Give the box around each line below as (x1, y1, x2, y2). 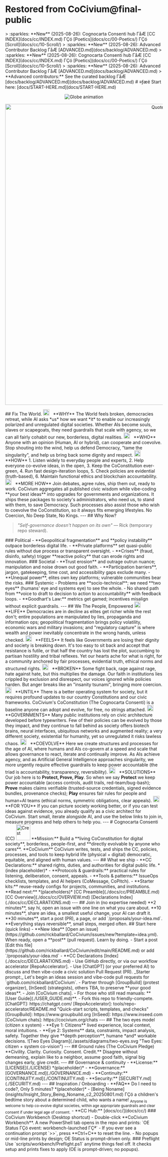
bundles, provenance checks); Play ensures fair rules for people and (5, 790, 146, 796)
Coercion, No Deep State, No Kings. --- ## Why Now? (5, 512, 116, 518)
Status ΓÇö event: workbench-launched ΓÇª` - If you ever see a (5, 1125, 136, 1131)
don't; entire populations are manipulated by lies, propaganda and (5, 614, 141, 620)
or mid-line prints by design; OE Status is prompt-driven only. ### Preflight (5, 1135, 160, 1141)
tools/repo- (113, 1000, 136, 1006)
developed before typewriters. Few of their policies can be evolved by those (5, 717, 162, 723)
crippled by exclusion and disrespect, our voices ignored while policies (5, 676, 151, 682)
